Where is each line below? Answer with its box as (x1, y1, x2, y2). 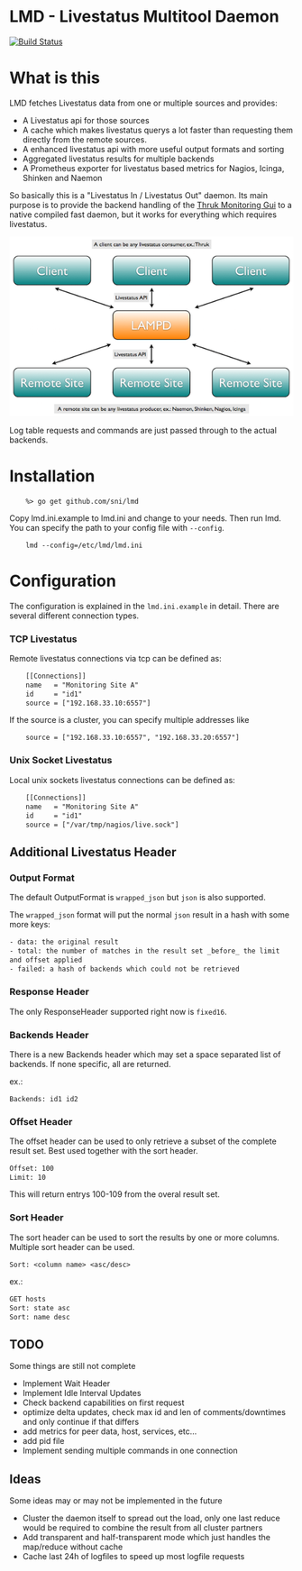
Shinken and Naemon (22, 172, 103, 183)
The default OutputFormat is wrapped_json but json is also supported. (9, 892, 266, 903)
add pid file (22, 1436, 65, 1447)
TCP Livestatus (9, 633, 78, 645)
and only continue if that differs (22, 1417, 140, 1428)
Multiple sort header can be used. (9, 1241, 135, 1252)
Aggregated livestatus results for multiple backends (22, 153, 215, 164)
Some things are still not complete (9, 1361, 136, 1372)
